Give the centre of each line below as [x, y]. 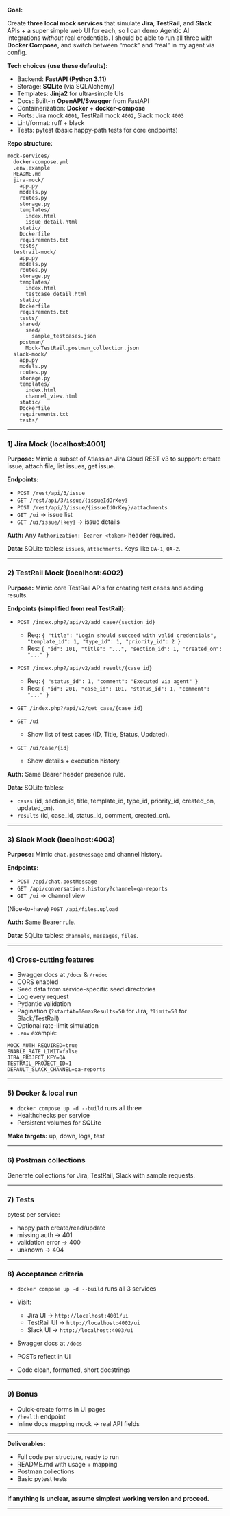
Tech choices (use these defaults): [57, 66]
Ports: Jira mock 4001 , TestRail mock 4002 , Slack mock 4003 [100, 115]
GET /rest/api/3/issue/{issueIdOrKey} [72, 501]
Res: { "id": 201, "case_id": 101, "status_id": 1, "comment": [118, 688]
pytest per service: [34, 1215]
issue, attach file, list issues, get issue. [61, 466]
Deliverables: [26, 1443]
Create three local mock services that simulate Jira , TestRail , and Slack [110, 23]
